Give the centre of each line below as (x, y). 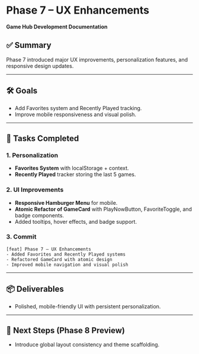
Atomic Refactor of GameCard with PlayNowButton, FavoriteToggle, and (103, 209)
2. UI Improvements (35, 190)
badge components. (39, 215)
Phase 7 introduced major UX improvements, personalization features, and (97, 59)
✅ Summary (29, 45)
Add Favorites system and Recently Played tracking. (78, 108)
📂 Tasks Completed (43, 138)
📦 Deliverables (35, 289)
